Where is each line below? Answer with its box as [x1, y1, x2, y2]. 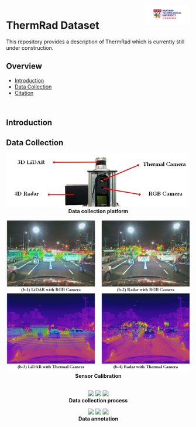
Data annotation [78, 415, 119, 422]
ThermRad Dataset [6, 19, 99, 32]
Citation [14, 89, 34, 96]
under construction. [6, 44, 54, 51]
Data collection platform [68, 208, 129, 215]
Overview [6, 62, 43, 71]
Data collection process [68, 397, 128, 404]
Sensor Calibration [75, 373, 122, 380]
